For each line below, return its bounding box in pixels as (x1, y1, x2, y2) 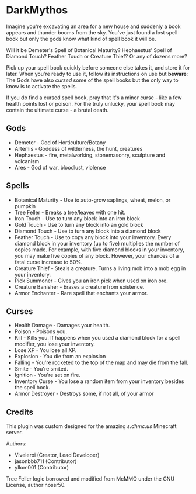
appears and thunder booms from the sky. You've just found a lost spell (6, 29, 178, 36)
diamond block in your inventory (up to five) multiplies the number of (14, 240, 180, 247)
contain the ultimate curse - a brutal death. (6, 106, 109, 113)
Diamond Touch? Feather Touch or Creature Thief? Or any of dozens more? (6, 53, 188, 60)
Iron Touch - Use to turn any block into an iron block (14, 215, 140, 222)
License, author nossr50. (6, 482, 66, 489)
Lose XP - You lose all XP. (14, 347, 77, 354)
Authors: (6, 440, 27, 447)
